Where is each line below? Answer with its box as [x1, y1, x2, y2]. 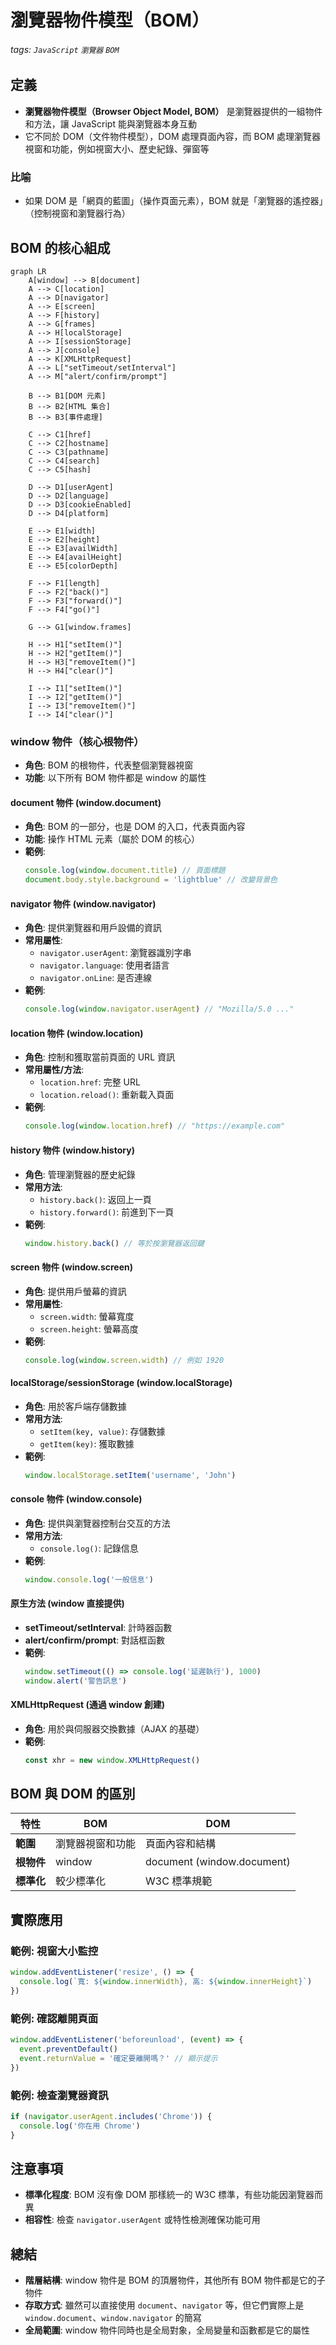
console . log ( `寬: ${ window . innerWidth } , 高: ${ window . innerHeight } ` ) [19, 1977, 313, 1987]
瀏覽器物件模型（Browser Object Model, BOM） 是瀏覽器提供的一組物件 [24, 105, 323, 117]
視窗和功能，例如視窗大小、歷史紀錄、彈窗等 [24, 142, 210, 155]
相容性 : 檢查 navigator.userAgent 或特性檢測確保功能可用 [24, 2214, 261, 2226]
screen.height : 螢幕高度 [39, 1322, 139, 1335]
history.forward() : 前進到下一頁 [39, 1206, 175, 1218]
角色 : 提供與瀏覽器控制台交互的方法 [24, 1517, 171, 1529]
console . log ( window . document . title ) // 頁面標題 [24, 866, 226, 876]
